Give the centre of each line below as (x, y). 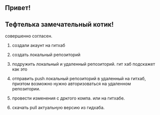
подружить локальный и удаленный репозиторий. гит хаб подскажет (84, 64)
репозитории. (26, 89)
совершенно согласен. (29, 36)
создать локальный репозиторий (46, 55)
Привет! (18, 8)
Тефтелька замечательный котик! (59, 24)
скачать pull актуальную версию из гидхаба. (58, 108)
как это (20, 69)
